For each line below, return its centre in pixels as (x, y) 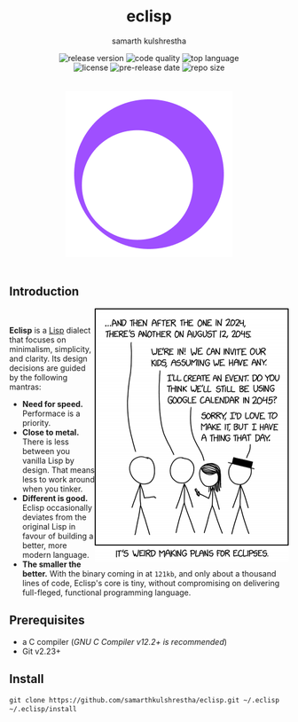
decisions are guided (47, 368)
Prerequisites (47, 620)
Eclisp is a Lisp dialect (50, 330)
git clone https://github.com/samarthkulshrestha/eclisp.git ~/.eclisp (144, 701)
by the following (39, 377)
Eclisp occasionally (57, 507)
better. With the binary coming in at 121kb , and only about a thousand (149, 573)
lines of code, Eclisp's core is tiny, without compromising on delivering (151, 583)
